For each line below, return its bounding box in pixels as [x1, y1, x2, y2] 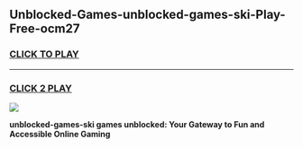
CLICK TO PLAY [9, 48, 79, 61]
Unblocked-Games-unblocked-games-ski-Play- [9, 7, 286, 22]
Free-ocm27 [9, 22, 80, 37]
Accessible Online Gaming [9, 128, 111, 139]
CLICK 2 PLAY [9, 82, 72, 94]
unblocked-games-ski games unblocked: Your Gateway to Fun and [9, 118, 265, 129]
